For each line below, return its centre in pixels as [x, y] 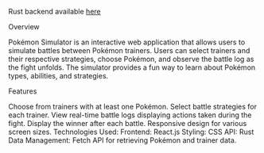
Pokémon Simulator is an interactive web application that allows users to [127, 42]
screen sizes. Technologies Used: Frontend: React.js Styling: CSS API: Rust [131, 132]
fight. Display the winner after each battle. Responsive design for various [128, 123]
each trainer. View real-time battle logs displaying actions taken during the [130, 115]
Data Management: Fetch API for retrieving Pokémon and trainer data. [122, 140]
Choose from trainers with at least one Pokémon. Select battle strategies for [132, 107]
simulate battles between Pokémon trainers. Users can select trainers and [129, 50]
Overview [24, 27]
